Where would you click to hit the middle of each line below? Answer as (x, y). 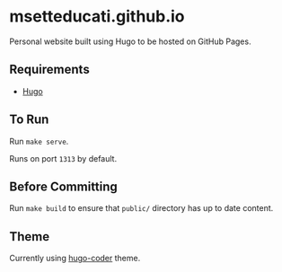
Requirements (49, 70)
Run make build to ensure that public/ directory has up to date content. (141, 208)
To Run (29, 120)
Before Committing (64, 186)
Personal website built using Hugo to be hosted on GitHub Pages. (130, 41)
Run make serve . (39, 141)
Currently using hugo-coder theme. (75, 259)
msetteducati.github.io (97, 17)
